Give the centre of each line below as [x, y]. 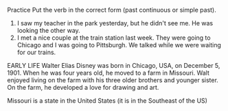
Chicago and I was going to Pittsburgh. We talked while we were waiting [119, 45]
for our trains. [36, 52]
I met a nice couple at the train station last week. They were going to [114, 38]
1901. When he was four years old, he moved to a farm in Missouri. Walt [108, 73]
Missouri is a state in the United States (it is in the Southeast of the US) [107, 101]
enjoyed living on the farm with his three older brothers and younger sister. [113, 80]
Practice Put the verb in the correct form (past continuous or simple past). [112, 10]
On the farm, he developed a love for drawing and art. [83, 87]
